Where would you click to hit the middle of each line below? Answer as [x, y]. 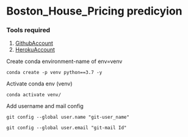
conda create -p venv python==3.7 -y [54, 73]
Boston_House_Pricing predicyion [94, 11]
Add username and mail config [45, 106]
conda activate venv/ [34, 95]
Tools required [28, 30]
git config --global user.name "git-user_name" [68, 117]
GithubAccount [34, 43]
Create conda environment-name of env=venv [64, 61]
